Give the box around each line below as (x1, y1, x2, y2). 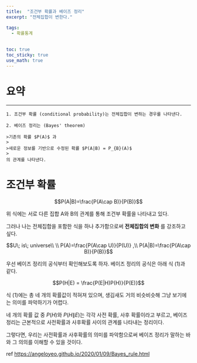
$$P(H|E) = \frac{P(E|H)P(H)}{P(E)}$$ (52, 279, 145, 286)
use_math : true (6, 57, 43, 64)
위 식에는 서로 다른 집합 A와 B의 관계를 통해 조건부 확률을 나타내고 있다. (6, 210, 169, 217)
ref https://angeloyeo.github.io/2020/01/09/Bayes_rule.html (6, 350, 150, 357)
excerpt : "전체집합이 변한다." (6, 14, 73, 20)
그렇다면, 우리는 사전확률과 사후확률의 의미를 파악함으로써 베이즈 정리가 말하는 (6, 331, 185, 338)
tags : (6, 25, 19, 31)
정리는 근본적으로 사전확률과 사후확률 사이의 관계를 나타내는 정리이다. (6, 318, 164, 325)
